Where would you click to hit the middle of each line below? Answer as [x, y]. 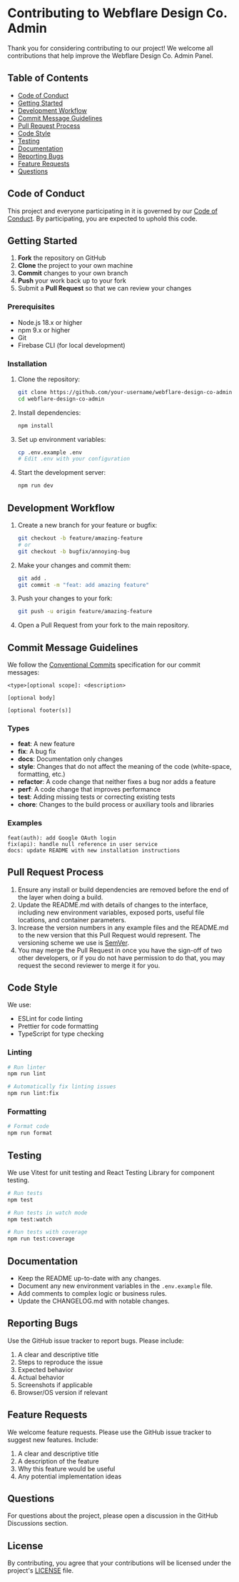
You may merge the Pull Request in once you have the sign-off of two [120, 950]
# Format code [29, 1127]
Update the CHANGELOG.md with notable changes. [93, 1301]
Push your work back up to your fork [72, 281]
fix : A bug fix [37, 752]
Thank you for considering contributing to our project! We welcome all [111, 48]
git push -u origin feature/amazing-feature [85, 612]
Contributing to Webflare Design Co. [117, 13]
